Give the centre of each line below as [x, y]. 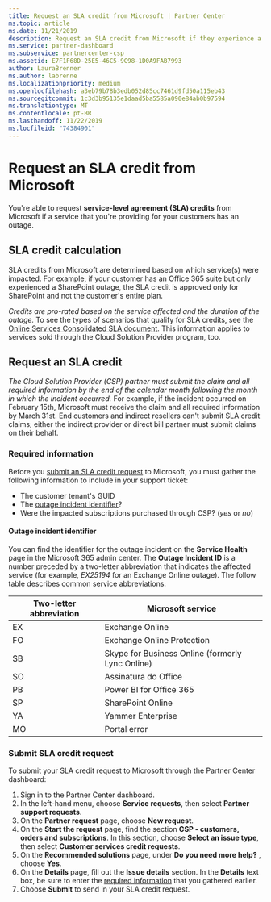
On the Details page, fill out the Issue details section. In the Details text [140, 872]
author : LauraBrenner [45, 69]
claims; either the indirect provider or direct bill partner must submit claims [132, 424]
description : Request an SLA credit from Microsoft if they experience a [135, 38]
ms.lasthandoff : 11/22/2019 [56, 121]
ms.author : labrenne [43, 76]
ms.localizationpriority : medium [65, 83]
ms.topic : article [39, 23]
